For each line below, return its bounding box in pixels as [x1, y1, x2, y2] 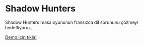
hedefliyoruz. [5, 24, 32, 30]
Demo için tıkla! [5, 34, 37, 40]
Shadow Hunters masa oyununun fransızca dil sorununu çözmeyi [5, 19, 139, 25]
